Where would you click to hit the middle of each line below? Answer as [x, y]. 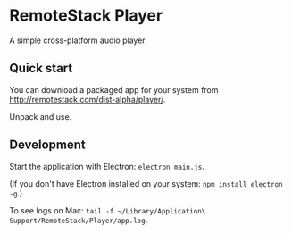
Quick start [41, 68]
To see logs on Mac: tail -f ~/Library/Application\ [108, 210]
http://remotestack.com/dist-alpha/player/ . [88, 99]
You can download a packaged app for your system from [114, 89]
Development [48, 145]
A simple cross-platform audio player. [78, 40]
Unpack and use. [41, 116]
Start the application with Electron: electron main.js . [107, 166]
